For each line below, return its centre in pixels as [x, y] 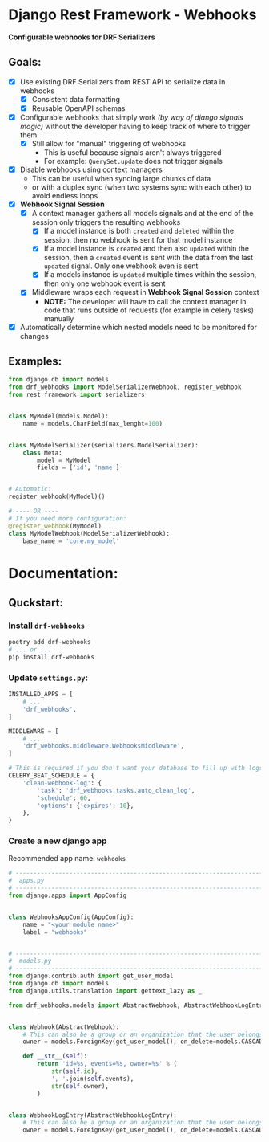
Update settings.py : [48, 678]
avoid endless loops [65, 196]
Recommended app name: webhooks [67, 859]
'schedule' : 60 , [64, 798]
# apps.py [26, 881]
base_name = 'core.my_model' [71, 541]
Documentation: [63, 573]
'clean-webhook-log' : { [62, 783]
